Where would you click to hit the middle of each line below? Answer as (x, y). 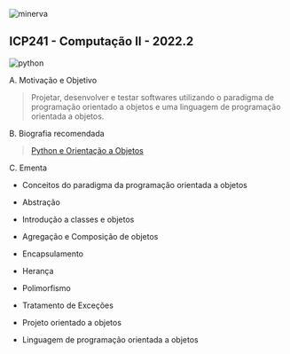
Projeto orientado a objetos (72, 322)
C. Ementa (28, 168)
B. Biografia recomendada (57, 133)
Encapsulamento (53, 254)
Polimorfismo (46, 287)
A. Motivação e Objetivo (53, 80)
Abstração (41, 202)
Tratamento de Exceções (67, 305)
